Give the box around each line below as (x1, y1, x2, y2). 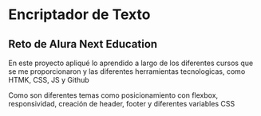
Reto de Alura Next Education (8, 37, 158, 51)
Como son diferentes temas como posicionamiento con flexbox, (8, 91, 219, 100)
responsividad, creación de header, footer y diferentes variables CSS (8, 99, 235, 108)
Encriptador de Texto (8, 6, 151, 24)
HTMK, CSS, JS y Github (8, 75, 89, 84)
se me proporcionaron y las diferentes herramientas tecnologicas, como (8, 67, 246, 76)
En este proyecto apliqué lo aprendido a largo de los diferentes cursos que (8, 58, 254, 68)
